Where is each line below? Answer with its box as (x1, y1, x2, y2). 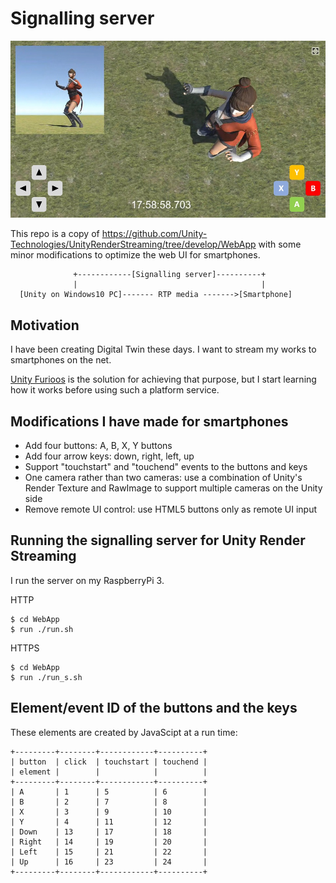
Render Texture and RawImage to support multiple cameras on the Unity (24, 482, 323, 494)
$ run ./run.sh (10, 624, 74, 634)
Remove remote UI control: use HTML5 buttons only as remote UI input (24, 503, 318, 516)
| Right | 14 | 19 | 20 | (10, 837, 208, 847)
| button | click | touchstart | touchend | (10, 757, 208, 767)
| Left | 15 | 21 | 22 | (10, 847, 208, 857)
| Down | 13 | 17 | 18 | (10, 827, 208, 837)
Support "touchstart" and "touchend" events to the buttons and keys (24, 461, 308, 473)
